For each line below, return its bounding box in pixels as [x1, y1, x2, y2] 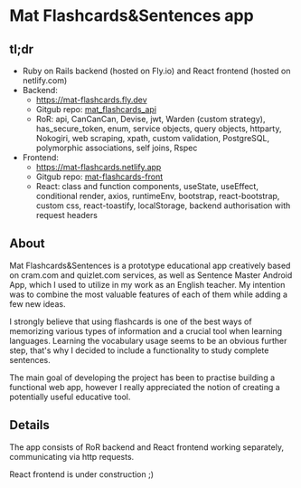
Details [9, 417, 50, 433]
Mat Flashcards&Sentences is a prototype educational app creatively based [9, 260, 291, 271]
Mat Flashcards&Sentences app [9, 5, 255, 26]
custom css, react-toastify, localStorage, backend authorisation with [35, 200, 291, 211]
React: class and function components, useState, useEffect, [35, 181, 259, 191]
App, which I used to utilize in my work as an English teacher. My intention [9, 279, 286, 290]
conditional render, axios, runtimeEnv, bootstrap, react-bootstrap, [35, 191, 280, 201]
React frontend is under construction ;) [9, 468, 155, 480]
